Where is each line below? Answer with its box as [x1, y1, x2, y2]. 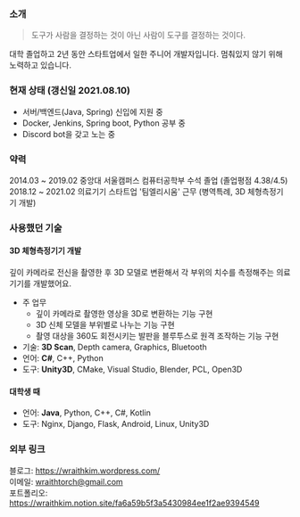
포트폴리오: [9, 488, 48, 498]
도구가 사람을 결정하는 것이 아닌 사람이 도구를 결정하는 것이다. [30, 29, 246, 41]
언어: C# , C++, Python [21, 353, 104, 364]
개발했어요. [32, 278, 72, 289]
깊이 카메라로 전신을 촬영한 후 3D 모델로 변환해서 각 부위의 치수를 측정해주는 [9, 267, 275, 278]
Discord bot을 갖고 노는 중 [21, 128, 116, 139]
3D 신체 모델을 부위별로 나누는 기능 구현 [35, 319, 176, 331]
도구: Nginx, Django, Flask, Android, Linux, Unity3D [21, 419, 210, 430]
